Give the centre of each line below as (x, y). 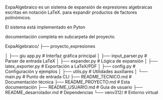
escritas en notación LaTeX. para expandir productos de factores (71, 12)
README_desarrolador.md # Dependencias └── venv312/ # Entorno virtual (82, 92)
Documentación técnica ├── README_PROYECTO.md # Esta (67, 82)
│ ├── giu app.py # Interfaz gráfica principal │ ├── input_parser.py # (76, 56)
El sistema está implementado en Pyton (45, 27)
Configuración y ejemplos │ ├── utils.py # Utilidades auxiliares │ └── (77, 71)
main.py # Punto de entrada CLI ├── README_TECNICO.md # (68, 77)
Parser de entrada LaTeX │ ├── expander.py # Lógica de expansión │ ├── (81, 61)
